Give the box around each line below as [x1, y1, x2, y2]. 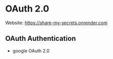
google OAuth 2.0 [12, 47, 50, 53]
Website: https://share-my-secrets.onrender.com [5, 20, 108, 26]
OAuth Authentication [5, 34, 76, 43]
